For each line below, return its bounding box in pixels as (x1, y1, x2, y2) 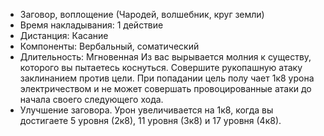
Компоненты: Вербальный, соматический (19, 40, 200, 52)
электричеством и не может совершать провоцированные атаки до (19, 83, 312, 94)
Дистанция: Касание (19, 30, 109, 41)
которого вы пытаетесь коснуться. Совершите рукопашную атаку (19, 62, 303, 73)
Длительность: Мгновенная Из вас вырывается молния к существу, (19, 51, 312, 63)
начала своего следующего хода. (19, 94, 164, 105)
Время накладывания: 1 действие (19, 19, 164, 31)
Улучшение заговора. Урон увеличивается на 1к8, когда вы (19, 104, 274, 116)
